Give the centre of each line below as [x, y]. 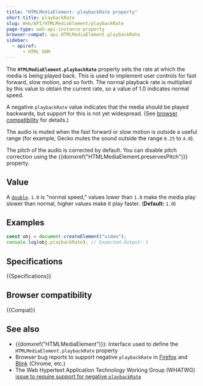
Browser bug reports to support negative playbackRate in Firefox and [101, 357]
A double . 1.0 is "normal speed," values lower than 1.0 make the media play [101, 197]
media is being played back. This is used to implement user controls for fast [101, 75]
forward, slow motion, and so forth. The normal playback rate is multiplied [99, 82]
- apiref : [24, 46]
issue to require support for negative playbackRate [78, 376]
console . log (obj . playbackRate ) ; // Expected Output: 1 [77, 242]
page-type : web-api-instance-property [55, 29]
